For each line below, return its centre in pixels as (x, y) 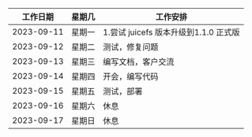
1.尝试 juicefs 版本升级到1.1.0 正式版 (171, 32)
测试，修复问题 (130, 47)
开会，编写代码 (130, 76)
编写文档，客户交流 (138, 62)
